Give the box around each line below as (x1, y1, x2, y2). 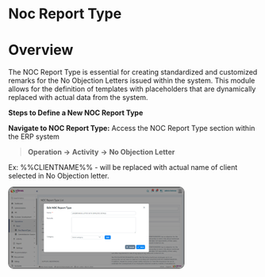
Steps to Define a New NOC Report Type (8, 108, 144, 117)
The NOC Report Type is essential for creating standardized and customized (8, 67, 258, 77)
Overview (8, 41, 74, 60)
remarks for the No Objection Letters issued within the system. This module (8, 76, 255, 86)
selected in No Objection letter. (8, 171, 109, 181)
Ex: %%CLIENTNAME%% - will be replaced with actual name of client (8, 163, 238, 172)
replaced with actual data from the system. (8, 93, 148, 102)
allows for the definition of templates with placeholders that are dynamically (8, 84, 256, 94)
